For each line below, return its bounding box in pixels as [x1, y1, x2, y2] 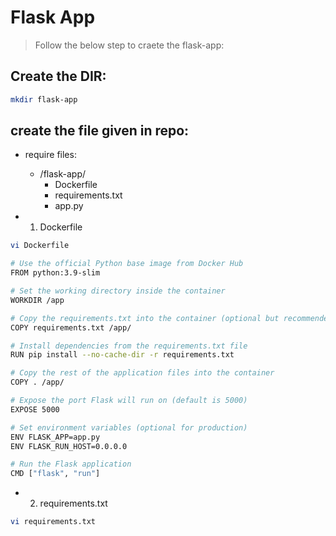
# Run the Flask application [10, 459, 132, 470]
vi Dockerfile [10, 241, 70, 251]
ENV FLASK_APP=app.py [10, 432, 101, 442]
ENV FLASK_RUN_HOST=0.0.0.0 [10, 441, 128, 451]
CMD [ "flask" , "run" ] [10, 469, 101, 479]
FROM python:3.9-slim [10, 268, 101, 278]
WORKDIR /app [10, 295, 65, 305]
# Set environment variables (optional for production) [10, 422, 248, 433]
